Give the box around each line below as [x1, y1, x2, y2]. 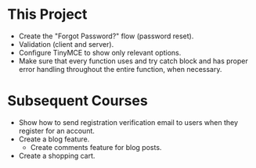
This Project [7, 5, 88, 23]
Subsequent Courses [7, 92, 148, 110]
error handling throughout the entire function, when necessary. [18, 64, 222, 73]
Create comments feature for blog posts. [30, 142, 162, 152]
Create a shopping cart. [18, 151, 96, 160]
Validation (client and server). [18, 39, 114, 48]
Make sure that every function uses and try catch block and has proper [18, 56, 248, 66]
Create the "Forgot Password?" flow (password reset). [18, 31, 194, 41]
